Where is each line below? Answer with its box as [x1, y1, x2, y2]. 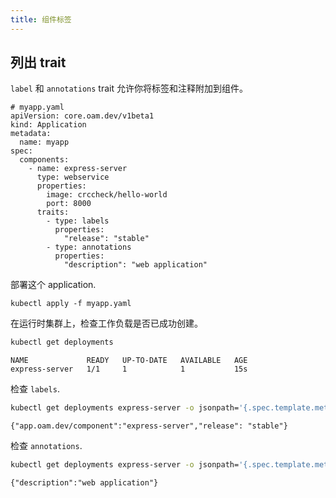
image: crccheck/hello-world [46, 190, 168, 200]
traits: [36, 207, 70, 218]
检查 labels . [10, 383, 60, 395]
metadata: [10, 129, 52, 139]
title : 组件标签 [10, 14, 72, 25]
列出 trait [10, 54, 67, 71]
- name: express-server [28, 164, 128, 174]
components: [19, 155, 70, 165]
